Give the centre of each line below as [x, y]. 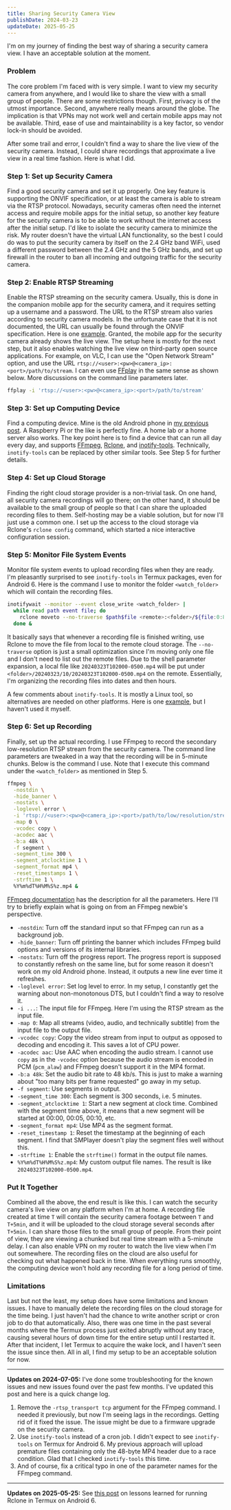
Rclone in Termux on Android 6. [52, 1500]
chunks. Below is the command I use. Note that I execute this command [108, 764]
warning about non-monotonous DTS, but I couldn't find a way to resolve [120, 993]
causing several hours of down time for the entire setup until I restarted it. [111, 1338]
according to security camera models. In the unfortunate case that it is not [112, 319]
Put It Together [33, 1187]
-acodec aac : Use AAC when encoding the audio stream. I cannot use [115, 1052]
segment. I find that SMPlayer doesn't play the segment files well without [120, 1140]
